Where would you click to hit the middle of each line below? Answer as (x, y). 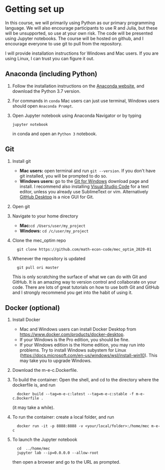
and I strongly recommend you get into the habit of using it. (72, 292)
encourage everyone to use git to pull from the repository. (64, 43)
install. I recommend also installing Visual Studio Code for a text (84, 186)
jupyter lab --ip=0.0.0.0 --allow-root (58, 453)
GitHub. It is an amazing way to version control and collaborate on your (84, 282)
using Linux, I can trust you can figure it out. (50, 58)
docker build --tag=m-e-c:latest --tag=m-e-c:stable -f (75, 394)
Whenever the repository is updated (49, 258)
